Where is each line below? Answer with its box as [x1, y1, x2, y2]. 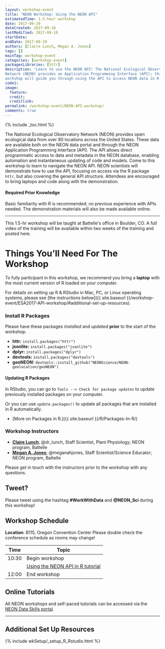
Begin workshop [26, 555, 64, 562]
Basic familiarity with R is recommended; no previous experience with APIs [5, 201, 156, 207]
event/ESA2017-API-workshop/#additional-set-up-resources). [5, 300, 131, 306]
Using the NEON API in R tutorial [26, 563, 101, 570]
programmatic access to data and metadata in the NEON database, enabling [5, 152, 160, 158]
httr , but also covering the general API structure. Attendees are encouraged [5, 173, 160, 179]
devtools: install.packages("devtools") [12, 354, 95, 360]
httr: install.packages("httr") [12, 339, 76, 344]
